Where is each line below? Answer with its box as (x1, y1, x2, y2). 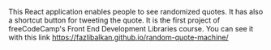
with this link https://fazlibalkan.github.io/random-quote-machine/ (8, 32, 229, 42)
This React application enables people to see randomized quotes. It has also (8, 7, 264, 16)
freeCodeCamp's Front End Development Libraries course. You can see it (8, 24, 254, 33)
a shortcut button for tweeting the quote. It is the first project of (8, 15, 221, 25)
